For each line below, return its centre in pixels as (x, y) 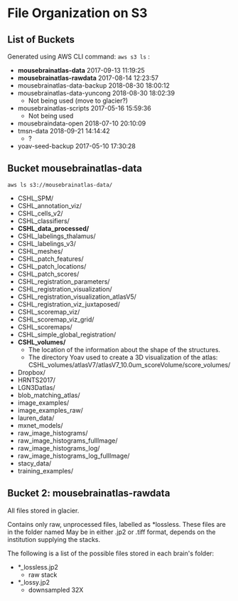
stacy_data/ (34, 463)
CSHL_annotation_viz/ (49, 205)
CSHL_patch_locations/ (52, 266)
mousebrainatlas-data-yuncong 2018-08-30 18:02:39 (96, 93)
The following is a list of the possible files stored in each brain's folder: (111, 553)
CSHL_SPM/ (36, 198)
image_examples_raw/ (50, 410)
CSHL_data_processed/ (53, 228)
